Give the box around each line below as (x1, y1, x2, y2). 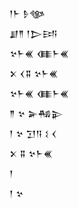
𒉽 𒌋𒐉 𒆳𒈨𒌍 (9, 68, 59, 79)
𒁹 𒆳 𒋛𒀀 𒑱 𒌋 (9, 128, 57, 139)
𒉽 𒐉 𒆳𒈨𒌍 (9, 148, 53, 159)
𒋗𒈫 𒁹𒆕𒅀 (9, 28, 58, 39)
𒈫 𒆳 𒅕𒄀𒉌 (9, 108, 64, 119)
